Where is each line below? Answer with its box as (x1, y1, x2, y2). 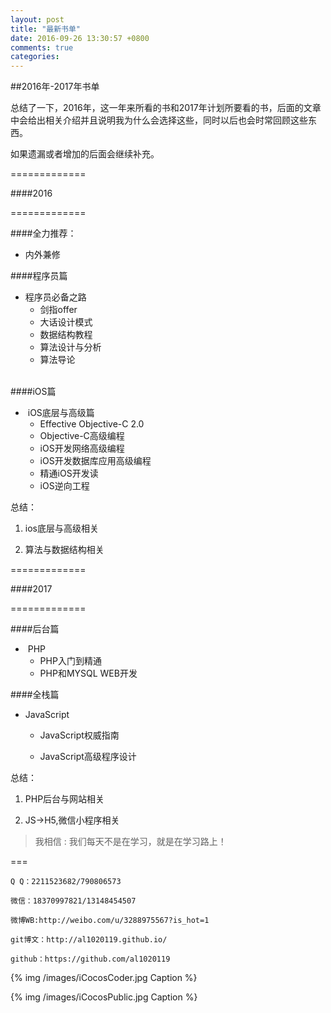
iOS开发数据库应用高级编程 (39, 455, 152, 467)
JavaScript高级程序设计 (39, 751, 137, 763)
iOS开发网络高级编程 (39, 442, 125, 455)
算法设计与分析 (39, 341, 102, 353)
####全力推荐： (10, 227, 77, 240)
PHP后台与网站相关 (24, 793, 105, 805)
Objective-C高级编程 (39, 430, 125, 442)
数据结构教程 (39, 329, 93, 341)
